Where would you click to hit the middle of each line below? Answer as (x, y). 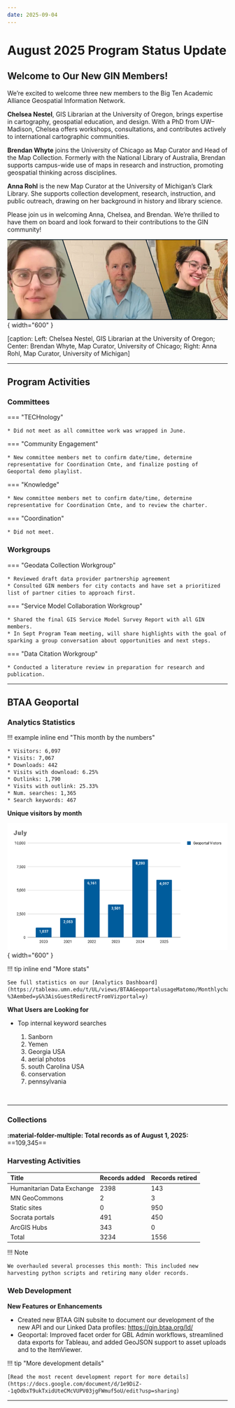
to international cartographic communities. (69, 136)
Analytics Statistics (41, 722)
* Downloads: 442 (33, 765)
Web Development (40, 1291)
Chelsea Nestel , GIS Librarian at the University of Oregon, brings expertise (115, 114)
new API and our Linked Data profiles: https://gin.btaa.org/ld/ (105, 1327)
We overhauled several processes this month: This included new (103, 1266)
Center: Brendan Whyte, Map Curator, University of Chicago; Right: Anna (112, 346)
